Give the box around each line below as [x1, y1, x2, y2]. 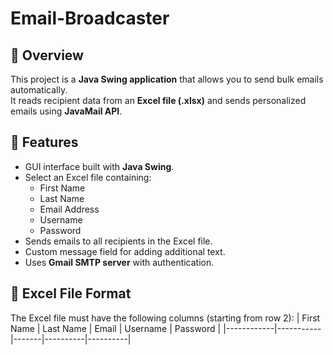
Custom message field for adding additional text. [24, 245, 226, 257]
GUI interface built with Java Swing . [24, 160, 175, 172]
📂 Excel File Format [10, 285, 132, 302]
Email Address [39, 203, 100, 215]
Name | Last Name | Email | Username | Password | [10, 322, 222, 334]
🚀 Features [10, 134, 79, 151]
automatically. [10, 84, 68, 96]
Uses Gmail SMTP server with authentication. [24, 256, 215, 268]
